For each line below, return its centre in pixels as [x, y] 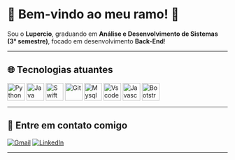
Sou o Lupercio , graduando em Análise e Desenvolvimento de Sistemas [113, 34]
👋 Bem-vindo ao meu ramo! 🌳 [93, 14]
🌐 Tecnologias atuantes [60, 70]
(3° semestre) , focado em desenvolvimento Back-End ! [86, 41]
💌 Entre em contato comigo [67, 126]
